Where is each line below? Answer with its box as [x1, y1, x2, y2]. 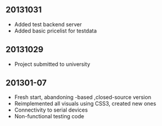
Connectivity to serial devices [14, 106, 88, 113]
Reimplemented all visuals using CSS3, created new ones [14, 100, 157, 107]
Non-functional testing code [14, 113, 85, 120]
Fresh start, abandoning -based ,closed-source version [14, 94, 151, 101]
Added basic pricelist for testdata [14, 27, 97, 34]
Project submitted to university [14, 60, 91, 68]
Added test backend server [14, 20, 82, 28]
